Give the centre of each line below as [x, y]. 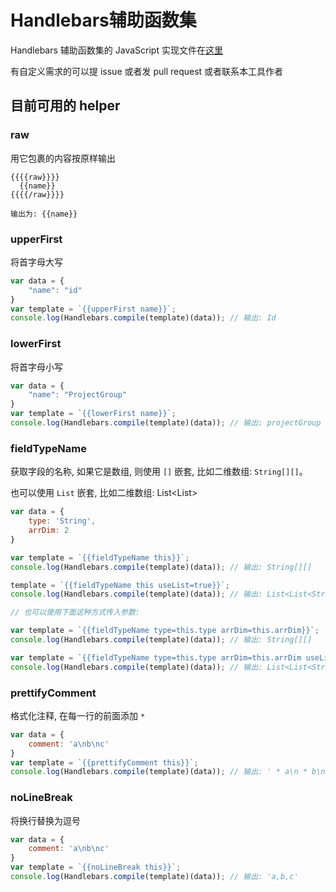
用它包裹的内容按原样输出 [63, 158]
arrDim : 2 [49, 531]
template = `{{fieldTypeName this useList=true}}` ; [120, 585]
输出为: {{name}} [44, 214]
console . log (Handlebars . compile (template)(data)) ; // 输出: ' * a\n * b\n [168, 772]
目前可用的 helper [65, 106]
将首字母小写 [36, 367]
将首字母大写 [36, 262]
